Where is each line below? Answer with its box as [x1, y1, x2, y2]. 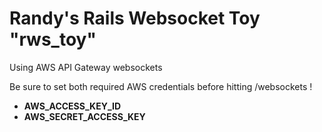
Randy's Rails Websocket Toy [9, 7, 261, 30]
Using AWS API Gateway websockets [9, 61, 163, 73]
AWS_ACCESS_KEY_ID [23, 100, 122, 112]
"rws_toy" [9, 28, 97, 51]
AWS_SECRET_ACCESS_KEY [23, 110, 146, 122]
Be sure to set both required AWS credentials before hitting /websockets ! [9, 80, 313, 92]
